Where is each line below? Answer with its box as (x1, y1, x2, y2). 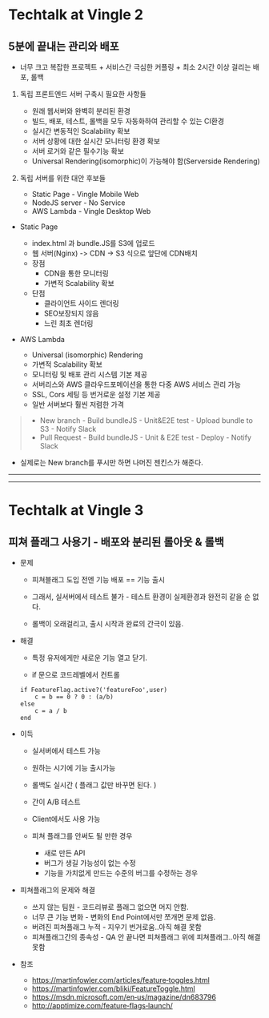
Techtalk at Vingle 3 (8, 501, 144, 520)
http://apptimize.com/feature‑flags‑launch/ (31, 1001, 174, 1010)
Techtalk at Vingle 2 (8, 6, 144, 24)
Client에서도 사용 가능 (31, 815, 101, 823)
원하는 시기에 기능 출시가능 (31, 763, 116, 772)
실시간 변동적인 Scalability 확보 (31, 127, 130, 135)
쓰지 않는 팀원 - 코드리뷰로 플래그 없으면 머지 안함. (31, 903, 190, 911)
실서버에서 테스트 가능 (31, 746, 102, 755)
